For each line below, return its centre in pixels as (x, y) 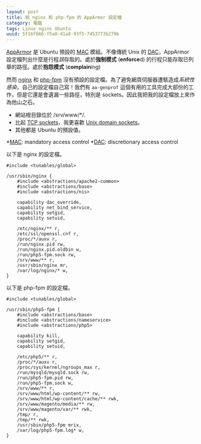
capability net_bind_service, (55, 208)
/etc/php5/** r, (37, 357)
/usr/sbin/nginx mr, (43, 265)
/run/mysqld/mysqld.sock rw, (53, 373)
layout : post (22, 12)
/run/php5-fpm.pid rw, (45, 378)
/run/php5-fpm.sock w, (45, 383)
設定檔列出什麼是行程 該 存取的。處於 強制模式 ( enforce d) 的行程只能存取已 (97, 59)
